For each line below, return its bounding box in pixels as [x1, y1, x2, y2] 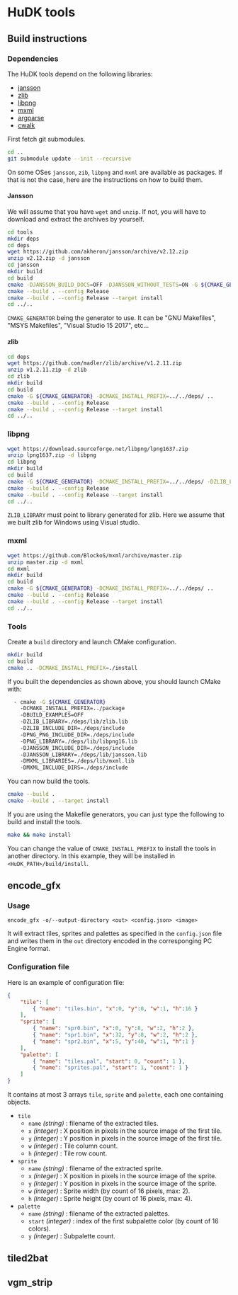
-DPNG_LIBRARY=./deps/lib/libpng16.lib [20, 738, 138, 745]
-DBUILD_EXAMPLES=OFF [20, 712, 84, 719]
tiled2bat [7, 1253, 48, 1265]
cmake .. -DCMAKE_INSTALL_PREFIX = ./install [7, 664, 138, 671]
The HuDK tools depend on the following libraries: [7, 69, 153, 78]
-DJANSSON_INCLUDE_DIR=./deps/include [20, 744, 135, 751]
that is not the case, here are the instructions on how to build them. [7, 175, 203, 184]
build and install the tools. [7, 817, 83, 826]
